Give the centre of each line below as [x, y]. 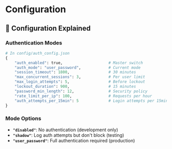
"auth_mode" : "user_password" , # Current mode [78, 67]
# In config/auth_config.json [38, 53]
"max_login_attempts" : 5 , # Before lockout [80, 82]
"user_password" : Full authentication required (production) [74, 140]
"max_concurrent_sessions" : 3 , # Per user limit [80, 77]
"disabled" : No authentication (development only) [66, 130]
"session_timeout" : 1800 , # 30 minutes [76, 72]
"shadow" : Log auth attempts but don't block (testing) [68, 135]
